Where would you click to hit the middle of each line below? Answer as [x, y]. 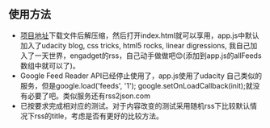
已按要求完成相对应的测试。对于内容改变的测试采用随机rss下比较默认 [135, 105]
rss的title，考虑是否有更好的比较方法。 [99, 116]
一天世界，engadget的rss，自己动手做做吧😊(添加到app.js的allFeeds [148, 56]
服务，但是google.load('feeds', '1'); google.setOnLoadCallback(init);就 [136, 85]
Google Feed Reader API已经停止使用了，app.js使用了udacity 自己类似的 [141, 76]
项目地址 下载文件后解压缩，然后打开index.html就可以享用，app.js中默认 [139, 35]
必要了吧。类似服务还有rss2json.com [89, 96]
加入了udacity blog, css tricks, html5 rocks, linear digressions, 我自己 [135, 45]
